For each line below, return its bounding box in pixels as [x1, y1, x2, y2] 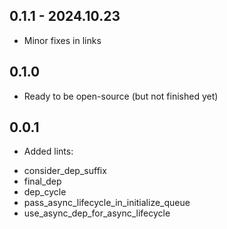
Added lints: [23, 145, 74, 158]
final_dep [23, 175, 62, 188]
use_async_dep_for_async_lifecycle [23, 207, 171, 219]
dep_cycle [23, 186, 67, 198]
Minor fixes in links [23, 34, 102, 46]
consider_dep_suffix [23, 165, 107, 177]
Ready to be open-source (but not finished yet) [23, 90, 219, 102]
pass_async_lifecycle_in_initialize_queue [23, 197, 191, 209]
